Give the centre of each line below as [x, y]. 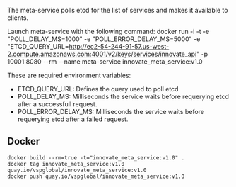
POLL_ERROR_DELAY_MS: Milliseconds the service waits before [111, 112]
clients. [18, 18]
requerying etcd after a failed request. [73, 119]
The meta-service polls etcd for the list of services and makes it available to [118, 10]
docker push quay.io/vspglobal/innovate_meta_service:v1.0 [96, 176]
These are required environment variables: [69, 75]
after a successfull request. [57, 104]
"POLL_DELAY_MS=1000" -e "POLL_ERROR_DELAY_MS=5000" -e [104, 39]
